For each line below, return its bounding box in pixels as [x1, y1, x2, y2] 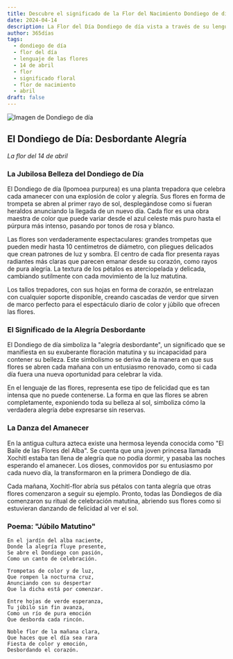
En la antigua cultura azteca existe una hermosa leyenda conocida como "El [7, 439, 224, 447]
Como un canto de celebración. [7, 556, 98, 562]
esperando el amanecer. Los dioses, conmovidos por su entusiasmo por [7, 461, 214, 469]
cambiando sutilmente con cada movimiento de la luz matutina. [7, 272, 188, 281]
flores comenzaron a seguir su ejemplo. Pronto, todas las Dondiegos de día [7, 489, 222, 497]
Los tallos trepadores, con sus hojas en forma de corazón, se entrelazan [7, 285, 214, 294]
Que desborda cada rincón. [7, 616, 85, 623]
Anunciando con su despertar [7, 580, 92, 587]
